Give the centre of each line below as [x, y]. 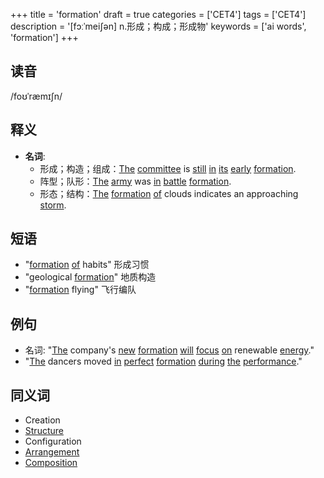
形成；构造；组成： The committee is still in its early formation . [168, 168]
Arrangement [52, 452]
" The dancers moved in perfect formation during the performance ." [163, 361]
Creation [42, 420]
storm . [53, 205]
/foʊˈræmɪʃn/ [36, 96]
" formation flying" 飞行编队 [80, 290]
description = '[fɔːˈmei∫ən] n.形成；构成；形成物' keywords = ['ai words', [158, 26]
